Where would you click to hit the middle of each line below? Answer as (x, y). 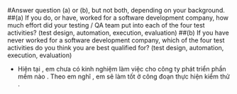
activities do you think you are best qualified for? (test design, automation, (116, 48)
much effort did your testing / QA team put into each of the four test (106, 25)
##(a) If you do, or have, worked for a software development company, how (118, 18)
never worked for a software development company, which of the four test (116, 40)
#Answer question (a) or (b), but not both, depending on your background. (116, 10)
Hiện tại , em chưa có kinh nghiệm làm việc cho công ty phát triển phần (122, 69)
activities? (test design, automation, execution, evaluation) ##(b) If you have (118, 33)
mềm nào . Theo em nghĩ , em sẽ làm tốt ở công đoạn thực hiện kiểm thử (124, 76)
